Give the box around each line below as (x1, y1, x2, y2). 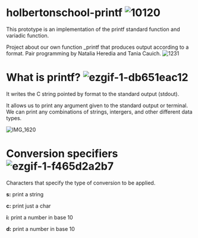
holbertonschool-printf (6, 6, 123, 20)
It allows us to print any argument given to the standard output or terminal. (6, 102, 188, 109)
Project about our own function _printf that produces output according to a (6, 43, 189, 51)
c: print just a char (6, 202, 51, 209)
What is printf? (6, 71, 81, 84)
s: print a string (6, 190, 44, 198)
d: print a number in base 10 (6, 225, 76, 232)
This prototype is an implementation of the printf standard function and (6, 26, 180, 33)
